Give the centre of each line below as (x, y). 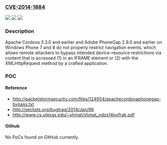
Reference (16, 88)
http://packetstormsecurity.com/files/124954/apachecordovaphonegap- (86, 99)
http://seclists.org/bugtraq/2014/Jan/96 (53, 109)
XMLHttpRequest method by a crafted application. (57, 63)
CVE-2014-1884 (25, 7)
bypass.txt (23, 104)
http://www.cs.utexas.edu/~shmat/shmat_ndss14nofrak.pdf (74, 115)
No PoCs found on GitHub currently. (42, 137)
